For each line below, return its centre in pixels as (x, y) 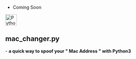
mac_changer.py (32, 39)
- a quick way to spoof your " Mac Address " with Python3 (68, 51)
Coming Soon (27, 7)
